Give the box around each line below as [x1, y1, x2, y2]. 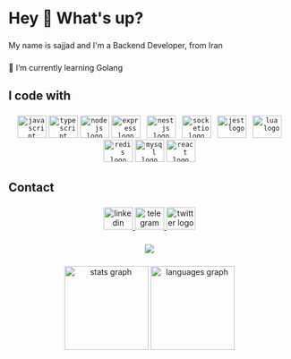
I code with [8, 89, 72, 104]
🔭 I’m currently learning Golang [8, 63, 123, 73]
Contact [8, 179, 55, 195]
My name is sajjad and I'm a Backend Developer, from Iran [8, 40, 223, 51]
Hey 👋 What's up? [8, 8, 144, 29]
